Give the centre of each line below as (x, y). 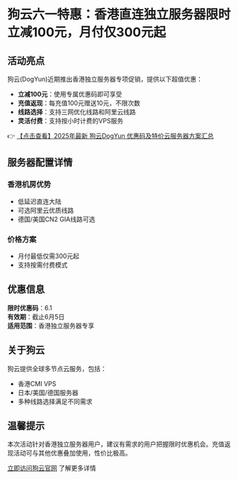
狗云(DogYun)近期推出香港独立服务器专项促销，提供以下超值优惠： (105, 79)
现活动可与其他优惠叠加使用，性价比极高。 (69, 453)
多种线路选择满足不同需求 (55, 401)
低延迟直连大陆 (39, 201)
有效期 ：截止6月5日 (36, 316)
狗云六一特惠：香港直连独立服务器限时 (119, 15)
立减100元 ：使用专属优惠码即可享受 (70, 94)
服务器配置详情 (40, 163)
